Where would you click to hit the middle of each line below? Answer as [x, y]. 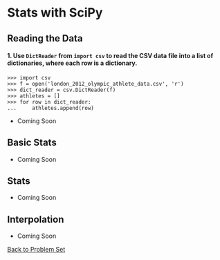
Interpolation [36, 219]
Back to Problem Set [36, 250]
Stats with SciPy [55, 13]
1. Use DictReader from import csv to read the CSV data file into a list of [110, 56]
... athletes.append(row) [51, 108]
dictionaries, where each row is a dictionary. [72, 63]
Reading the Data [45, 38]
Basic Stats [32, 143]
